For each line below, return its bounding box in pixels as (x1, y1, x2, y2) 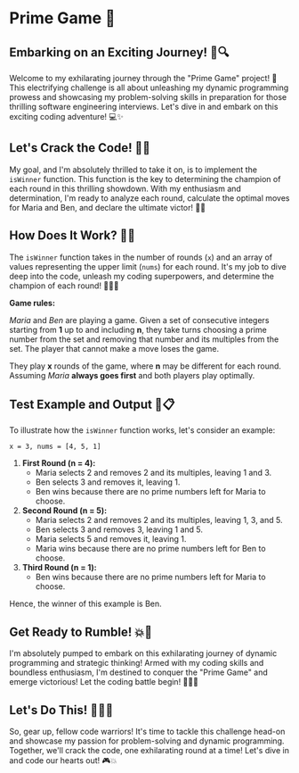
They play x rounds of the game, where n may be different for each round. (9, 361, 282, 371)
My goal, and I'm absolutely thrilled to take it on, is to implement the (9, 164, 258, 175)
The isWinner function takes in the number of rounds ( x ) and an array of (9, 252, 273, 262)
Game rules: (9, 297, 56, 308)
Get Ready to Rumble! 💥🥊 (9, 624, 153, 639)
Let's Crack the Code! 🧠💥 (9, 140, 151, 155)
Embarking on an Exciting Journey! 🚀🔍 (9, 45, 230, 60)
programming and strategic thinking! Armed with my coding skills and (9, 658, 264, 669)
